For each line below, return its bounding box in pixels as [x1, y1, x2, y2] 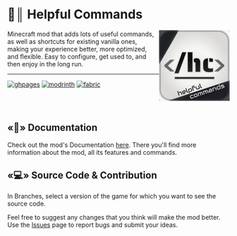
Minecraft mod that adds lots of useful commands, [7, 30, 154, 38]
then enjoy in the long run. [7, 59, 83, 68]
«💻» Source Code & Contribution [7, 170, 157, 182]
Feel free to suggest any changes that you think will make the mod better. [7, 213, 221, 221]
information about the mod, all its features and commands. [7, 148, 178, 156]
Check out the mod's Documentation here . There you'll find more [7, 141, 197, 149]
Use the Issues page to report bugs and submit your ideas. [7, 220, 178, 229]
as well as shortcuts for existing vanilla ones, [7, 37, 138, 45]
